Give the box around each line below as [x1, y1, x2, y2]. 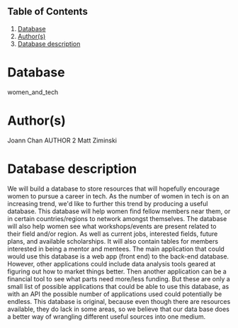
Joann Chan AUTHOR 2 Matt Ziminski [7, 136, 118, 145]
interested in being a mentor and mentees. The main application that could [7, 244, 225, 253]
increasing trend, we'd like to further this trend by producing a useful [7, 199, 208, 208]
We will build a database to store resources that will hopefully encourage [7, 184, 220, 193]
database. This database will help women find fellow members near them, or [7, 207, 231, 215]
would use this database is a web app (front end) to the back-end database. [7, 251, 229, 261]
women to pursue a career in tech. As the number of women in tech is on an [7, 191, 229, 200]
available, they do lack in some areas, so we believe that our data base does [7, 305, 230, 313]
